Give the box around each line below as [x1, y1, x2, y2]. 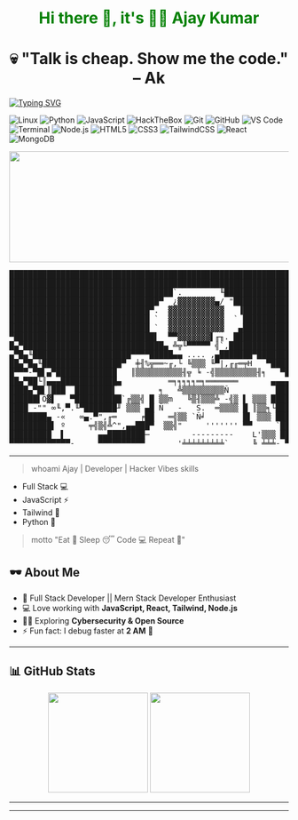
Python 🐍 [21, 517, 56, 528]
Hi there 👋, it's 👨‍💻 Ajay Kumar [38, 8, 260, 28]
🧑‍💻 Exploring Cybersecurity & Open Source [21, 615, 184, 625]
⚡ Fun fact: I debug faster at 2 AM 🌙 [21, 625, 153, 636]
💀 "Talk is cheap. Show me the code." [9, 49, 289, 69]
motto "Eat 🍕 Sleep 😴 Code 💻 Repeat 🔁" [30, 535, 186, 545]
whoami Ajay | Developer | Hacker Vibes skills [30, 464, 200, 474]
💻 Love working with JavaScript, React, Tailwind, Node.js [21, 602, 238, 613]
